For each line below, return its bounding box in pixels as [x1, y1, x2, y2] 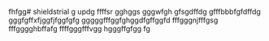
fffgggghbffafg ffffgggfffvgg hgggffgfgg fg [8, 24, 150, 33]
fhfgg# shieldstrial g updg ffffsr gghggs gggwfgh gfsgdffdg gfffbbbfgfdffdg [8, 7, 262, 16]
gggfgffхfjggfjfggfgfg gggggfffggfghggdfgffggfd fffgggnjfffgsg [8, 15, 219, 25]
